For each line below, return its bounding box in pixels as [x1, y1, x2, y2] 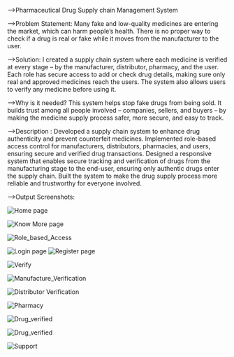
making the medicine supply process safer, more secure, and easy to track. [7, 113, 224, 122]
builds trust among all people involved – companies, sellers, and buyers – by [7, 106, 227, 114]
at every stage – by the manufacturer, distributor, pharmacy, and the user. [7, 63, 219, 71]
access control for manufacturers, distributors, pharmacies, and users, [7, 142, 211, 150]
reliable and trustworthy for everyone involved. [7, 179, 142, 188]
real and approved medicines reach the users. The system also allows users [7, 78, 226, 86]
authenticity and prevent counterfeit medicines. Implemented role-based [7, 134, 217, 143]
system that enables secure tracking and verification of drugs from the [7, 157, 211, 165]
